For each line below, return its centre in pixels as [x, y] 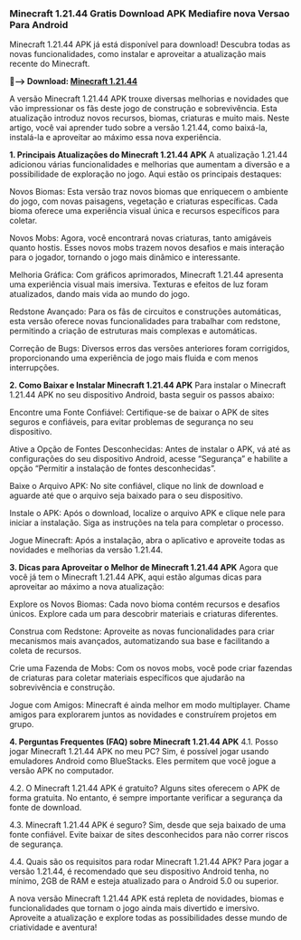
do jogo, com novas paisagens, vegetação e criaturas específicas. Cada [144, 201]
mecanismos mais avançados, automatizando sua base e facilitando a [140, 641]
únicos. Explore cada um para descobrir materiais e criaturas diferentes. [144, 614]
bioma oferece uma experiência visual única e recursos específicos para [145, 211]
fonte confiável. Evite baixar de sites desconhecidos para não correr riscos [149, 835]
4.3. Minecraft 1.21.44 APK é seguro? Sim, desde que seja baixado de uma [148, 825]
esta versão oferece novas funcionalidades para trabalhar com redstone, [145, 321]
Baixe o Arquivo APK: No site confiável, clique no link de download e [136, 486]
